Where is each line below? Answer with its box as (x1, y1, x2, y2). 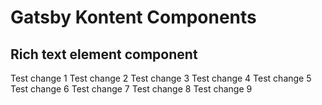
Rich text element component (10, 46, 198, 63)
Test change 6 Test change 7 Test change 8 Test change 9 (10, 83, 253, 95)
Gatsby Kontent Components (10, 6, 257, 29)
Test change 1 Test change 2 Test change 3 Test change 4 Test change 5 (10, 72, 312, 84)
